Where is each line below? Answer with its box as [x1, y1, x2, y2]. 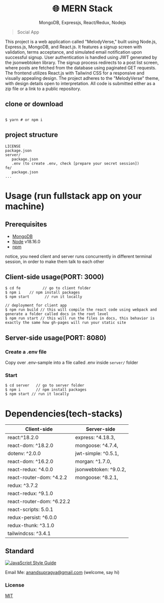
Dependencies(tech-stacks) [5, 408, 123, 419]
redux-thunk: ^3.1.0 [7, 522, 55, 529]
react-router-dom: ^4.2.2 [7, 474, 67, 481]
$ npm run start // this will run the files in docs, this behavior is [5, 316, 155, 321]
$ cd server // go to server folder [5, 383, 84, 388]
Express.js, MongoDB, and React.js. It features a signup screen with [5, 44, 142, 50]
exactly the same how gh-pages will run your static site [5, 320, 126, 325]
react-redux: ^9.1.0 [7, 490, 53, 497]
